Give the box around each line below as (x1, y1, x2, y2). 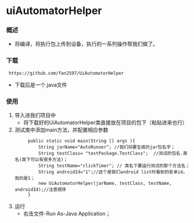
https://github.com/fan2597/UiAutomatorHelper (8, 70, 124, 76)
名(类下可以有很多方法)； (14, 157, 68, 163)
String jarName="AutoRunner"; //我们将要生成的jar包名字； (38, 145, 175, 150)
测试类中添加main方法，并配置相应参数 (14, 126, 109, 133)
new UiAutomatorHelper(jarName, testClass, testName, (38, 180, 172, 187)
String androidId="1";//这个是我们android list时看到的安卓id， (38, 169, 188, 175)
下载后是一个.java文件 (14, 81, 67, 88)
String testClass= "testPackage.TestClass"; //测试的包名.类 (38, 150, 188, 156)
